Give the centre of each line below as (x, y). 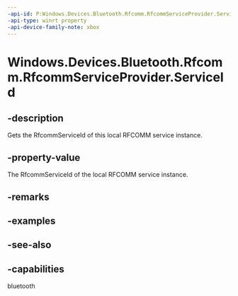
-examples (32, 221)
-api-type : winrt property (47, 21)
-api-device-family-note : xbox (53, 27)
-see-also (29, 245)
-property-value (44, 158)
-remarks (28, 197)
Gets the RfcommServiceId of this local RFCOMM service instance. (105, 135)
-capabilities (36, 269)
